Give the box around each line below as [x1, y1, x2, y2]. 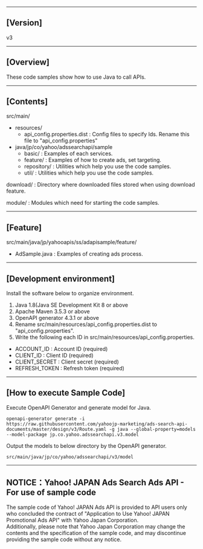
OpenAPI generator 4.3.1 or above [14, 314, 100, 322]
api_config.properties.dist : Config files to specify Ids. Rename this [24, 131, 190, 138]
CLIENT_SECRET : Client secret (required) [14, 358, 119, 365]
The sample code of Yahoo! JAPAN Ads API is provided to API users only [6, 504, 187, 511]
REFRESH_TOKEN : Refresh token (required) [14, 365, 125, 372]
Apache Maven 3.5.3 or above [14, 308, 90, 315]
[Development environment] [6, 273, 115, 284]
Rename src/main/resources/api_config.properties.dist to [14, 321, 158, 328]
